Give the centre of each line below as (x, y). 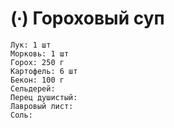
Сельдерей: (33, 88)
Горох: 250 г (37, 62)
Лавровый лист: (42, 106)
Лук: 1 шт (31, 45)
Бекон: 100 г (37, 80)
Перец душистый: (44, 97)
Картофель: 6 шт (44, 71)
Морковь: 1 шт (40, 53)
